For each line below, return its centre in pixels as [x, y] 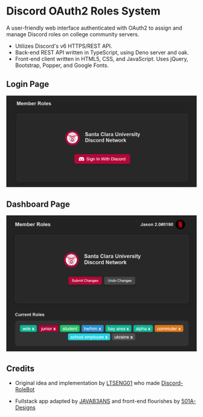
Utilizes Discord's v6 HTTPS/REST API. [64, 46]
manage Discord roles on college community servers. [73, 34]
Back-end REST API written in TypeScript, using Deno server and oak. [102, 52]
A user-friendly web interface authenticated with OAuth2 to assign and [94, 28]
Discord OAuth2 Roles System [83, 11]
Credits [21, 368]
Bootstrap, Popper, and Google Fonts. [62, 65]
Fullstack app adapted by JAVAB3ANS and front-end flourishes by [97, 401]
